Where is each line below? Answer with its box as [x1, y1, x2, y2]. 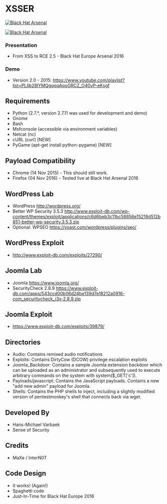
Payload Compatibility [5, 156, 76, 165]
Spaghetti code [12, 487, 44, 493]
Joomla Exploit [5, 310, 52, 318]
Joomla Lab [5, 266, 42, 275]
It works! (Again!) [12, 482, 48, 488]
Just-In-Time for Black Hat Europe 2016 [12, 493, 94, 499]
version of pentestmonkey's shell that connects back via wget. [12, 394, 141, 400]
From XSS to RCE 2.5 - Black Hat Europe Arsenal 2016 [12, 53, 124, 59]
